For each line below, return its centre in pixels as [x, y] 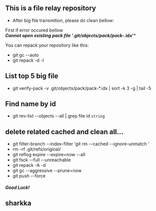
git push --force [29, 176]
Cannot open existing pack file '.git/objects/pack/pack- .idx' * [71, 35]
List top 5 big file [32, 76]
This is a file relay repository [51, 8]
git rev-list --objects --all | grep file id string [59, 116]
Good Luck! [18, 187]
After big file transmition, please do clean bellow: [63, 20]
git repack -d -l [28, 60]
